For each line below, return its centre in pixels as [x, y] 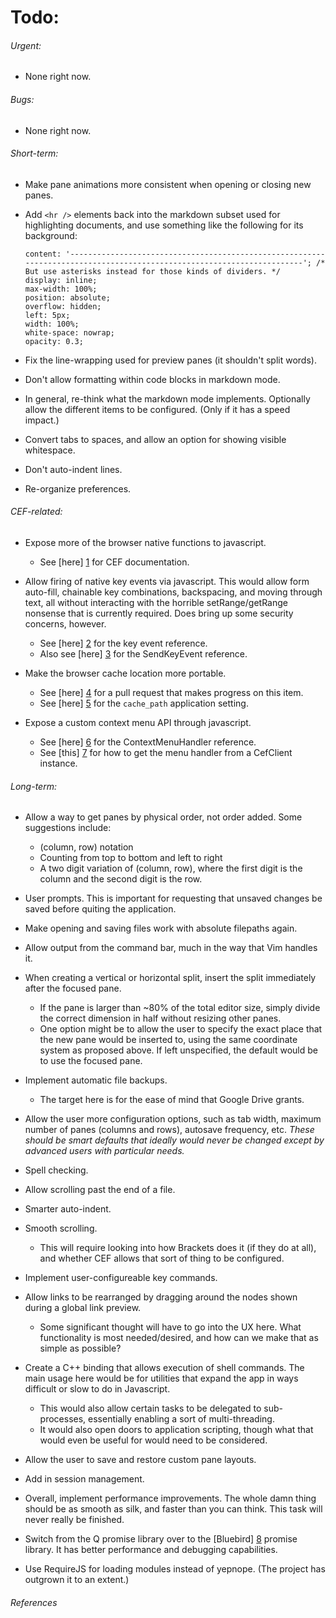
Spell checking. [56, 1170]
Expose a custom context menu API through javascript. [138, 722]
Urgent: [26, 45]
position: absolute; [67, 297]
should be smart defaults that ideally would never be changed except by [174, 1140]
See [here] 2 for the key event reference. [123, 643]
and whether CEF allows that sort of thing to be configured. [162, 1258]
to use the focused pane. [91, 1061]
